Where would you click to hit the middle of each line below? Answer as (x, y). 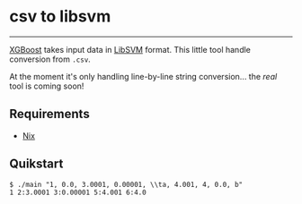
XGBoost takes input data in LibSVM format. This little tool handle (130, 49)
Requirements (49, 114)
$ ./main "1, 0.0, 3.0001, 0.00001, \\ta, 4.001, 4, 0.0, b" (126, 184)
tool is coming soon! (47, 86)
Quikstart (36, 164)
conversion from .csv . (50, 59)
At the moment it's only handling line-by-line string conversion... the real (143, 76)
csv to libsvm (60, 17)
